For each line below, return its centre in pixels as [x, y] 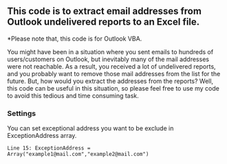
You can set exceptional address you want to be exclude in [90, 128]
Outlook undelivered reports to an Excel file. [104, 22]
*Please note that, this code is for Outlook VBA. [75, 38]
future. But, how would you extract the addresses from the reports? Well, [110, 81]
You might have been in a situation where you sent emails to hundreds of [110, 51]
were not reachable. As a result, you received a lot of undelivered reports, [111, 66]
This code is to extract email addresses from [104, 11]
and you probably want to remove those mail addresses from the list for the [114, 73]
